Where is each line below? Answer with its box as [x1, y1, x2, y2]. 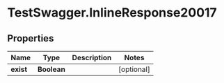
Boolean [37, 64, 66, 74]
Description [72, 53, 112, 62]
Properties [7, 33, 54, 44]
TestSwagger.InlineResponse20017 [7, 5, 217, 21]
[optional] [118, 64, 151, 74]
